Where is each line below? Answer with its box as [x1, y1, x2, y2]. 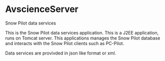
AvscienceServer [5, 3, 79, 15]
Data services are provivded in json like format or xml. [5, 50, 116, 56]
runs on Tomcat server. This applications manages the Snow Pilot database [5, 35, 160, 41]
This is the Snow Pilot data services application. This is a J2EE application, [5, 29, 159, 35]
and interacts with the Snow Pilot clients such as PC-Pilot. [5, 40, 124, 46]
